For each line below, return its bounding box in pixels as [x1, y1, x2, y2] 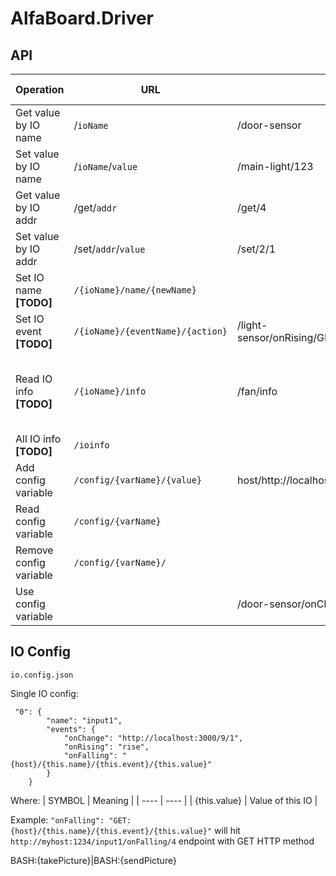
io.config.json [10, 670, 74, 680]
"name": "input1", [46, 715, 123, 726]
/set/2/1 [237, 242, 277, 256]
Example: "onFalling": [10, 813, 105, 826]
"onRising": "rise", [63, 742, 150, 752]
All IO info [15, 432, 62, 446]
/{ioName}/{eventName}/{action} [73, 326, 228, 337]
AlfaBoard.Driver [10, 7, 154, 30]
